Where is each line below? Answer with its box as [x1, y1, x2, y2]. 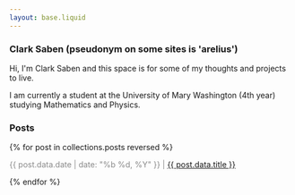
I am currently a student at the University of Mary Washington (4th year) [9, 89, 276, 100]
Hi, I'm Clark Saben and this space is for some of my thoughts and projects [9, 63, 287, 73]
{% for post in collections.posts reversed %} [9, 142, 173, 153]
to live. [9, 72, 34, 83]
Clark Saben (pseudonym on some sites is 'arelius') [9, 42, 239, 55]
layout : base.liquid [9, 13, 87, 22]
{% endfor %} [9, 176, 61, 188]
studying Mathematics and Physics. [9, 99, 141, 110]
